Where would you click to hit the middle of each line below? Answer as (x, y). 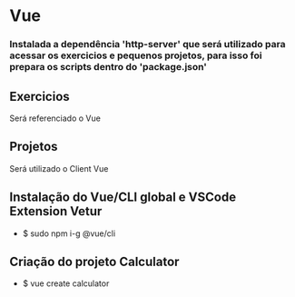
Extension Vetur (56, 211)
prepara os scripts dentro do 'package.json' (108, 67)
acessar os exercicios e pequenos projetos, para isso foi (136, 55)
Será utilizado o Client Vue (59, 168)
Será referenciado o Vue (55, 118)
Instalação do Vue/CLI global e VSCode (123, 198)
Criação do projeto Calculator (94, 261)
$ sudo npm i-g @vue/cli (69, 233)
